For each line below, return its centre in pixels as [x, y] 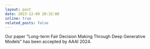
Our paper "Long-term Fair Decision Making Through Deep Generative [75, 37]
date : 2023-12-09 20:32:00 [32, 14]
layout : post [18, 9]
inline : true [18, 18]
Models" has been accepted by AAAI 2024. [48, 42]
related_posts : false [27, 23]
